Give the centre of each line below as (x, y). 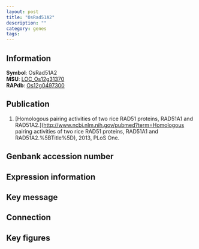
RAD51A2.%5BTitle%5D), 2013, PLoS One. (67, 138)
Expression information (51, 177)
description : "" (26, 23)
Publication (28, 104)
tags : (13, 34)
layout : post (22, 12)
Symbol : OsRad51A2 (32, 72)
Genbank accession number (60, 157)
